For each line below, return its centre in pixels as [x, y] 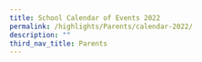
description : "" [40, 35]
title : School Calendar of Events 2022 [85, 18]
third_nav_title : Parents [58, 43]
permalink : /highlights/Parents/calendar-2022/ [101, 26]
